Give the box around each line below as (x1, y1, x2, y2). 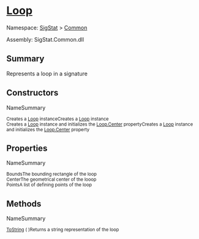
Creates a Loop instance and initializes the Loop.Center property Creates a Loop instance (6, 121, 193, 127)
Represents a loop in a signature (6, 70, 88, 77)
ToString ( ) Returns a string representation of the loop (6, 227, 119, 233)
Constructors (6, 88, 59, 98)
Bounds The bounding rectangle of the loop (6, 171, 97, 178)
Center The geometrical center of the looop (6, 176, 97, 183)
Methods (6, 199, 42, 209)
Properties (6, 143, 48, 153)
